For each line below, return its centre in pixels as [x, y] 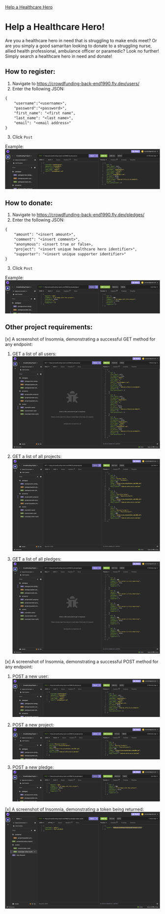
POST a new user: [30, 676]
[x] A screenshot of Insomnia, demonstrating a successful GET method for [80, 339]
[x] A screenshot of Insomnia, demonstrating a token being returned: [74, 809]
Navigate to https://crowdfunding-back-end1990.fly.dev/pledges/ [78, 214]
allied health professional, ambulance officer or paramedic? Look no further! [82, 51]
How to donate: [29, 203]
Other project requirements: [49, 327]
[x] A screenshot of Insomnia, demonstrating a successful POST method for [82, 661]
